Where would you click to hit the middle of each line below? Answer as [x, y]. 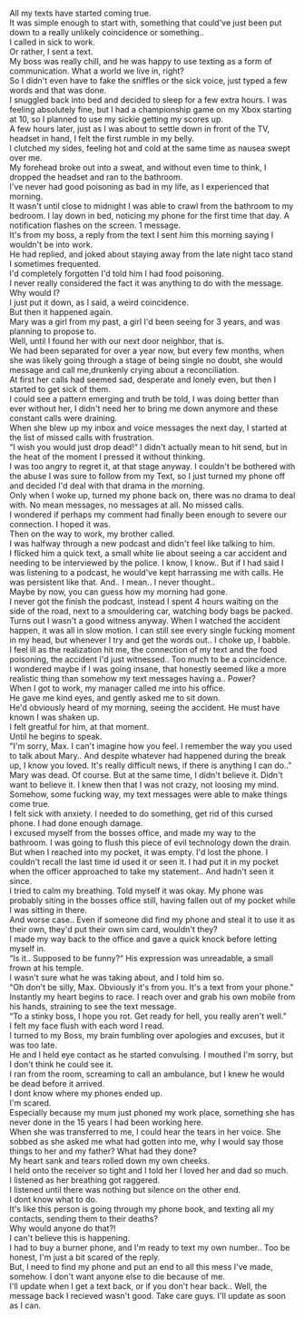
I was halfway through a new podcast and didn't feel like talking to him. [142, 543]
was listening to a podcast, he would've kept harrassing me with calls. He [147, 572]
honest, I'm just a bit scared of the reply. [85, 1257]
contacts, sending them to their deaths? [84, 1219]
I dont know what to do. [54, 1199]
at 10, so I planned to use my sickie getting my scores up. [117, 119]
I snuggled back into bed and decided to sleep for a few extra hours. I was [148, 100]
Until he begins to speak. [56, 736]
